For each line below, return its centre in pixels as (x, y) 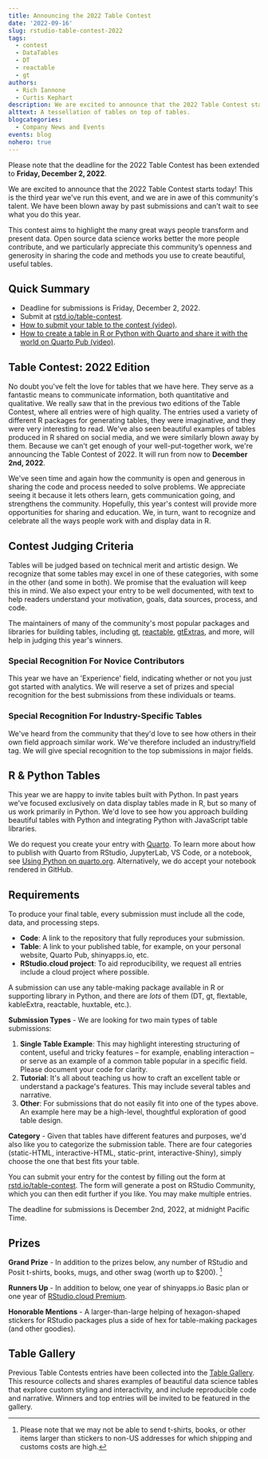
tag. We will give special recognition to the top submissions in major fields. (131, 750)
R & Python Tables (55, 775)
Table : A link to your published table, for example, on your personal (130, 947)
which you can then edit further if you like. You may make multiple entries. (130, 1194)
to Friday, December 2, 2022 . (57, 173)
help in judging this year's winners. (66, 640)
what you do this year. (45, 214)
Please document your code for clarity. (84, 1070)
